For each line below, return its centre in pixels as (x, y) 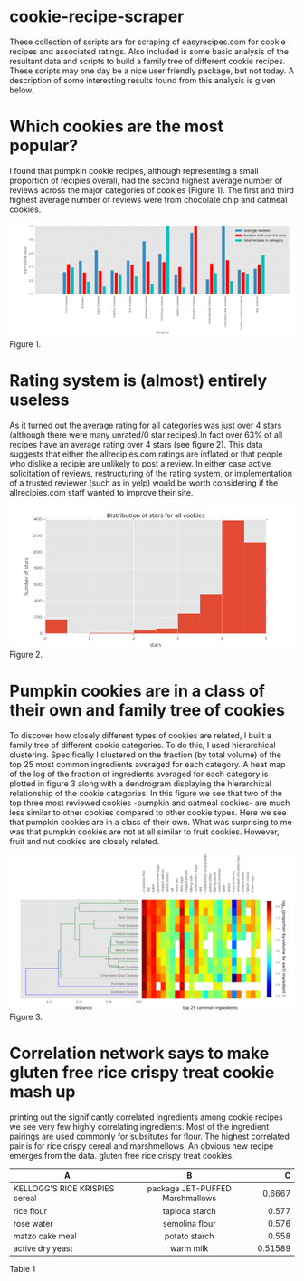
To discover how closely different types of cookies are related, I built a (140, 735)
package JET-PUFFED (190, 1189)
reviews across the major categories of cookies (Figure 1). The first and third (152, 190)
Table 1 (23, 1268)
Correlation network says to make (139, 1053)
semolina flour (189, 1223)
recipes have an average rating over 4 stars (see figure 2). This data (136, 445)
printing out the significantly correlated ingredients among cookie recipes (146, 1117)
